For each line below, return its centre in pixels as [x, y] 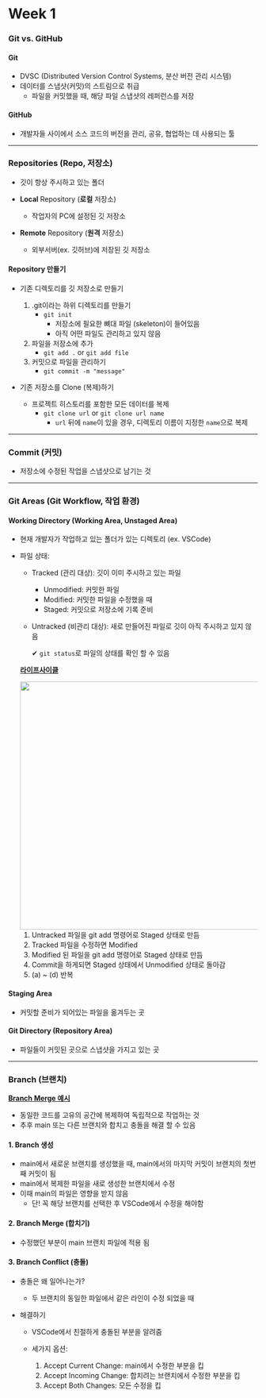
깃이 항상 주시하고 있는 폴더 [62, 182]
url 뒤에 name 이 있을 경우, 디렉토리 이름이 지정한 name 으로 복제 [151, 422]
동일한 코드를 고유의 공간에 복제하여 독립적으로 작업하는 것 [110, 1115]
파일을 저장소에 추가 [62, 344]
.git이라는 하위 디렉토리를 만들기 [81, 306]
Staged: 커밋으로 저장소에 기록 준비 [98, 610]
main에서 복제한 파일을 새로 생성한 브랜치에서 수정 [97, 1184]
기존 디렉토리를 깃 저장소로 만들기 [72, 289]
